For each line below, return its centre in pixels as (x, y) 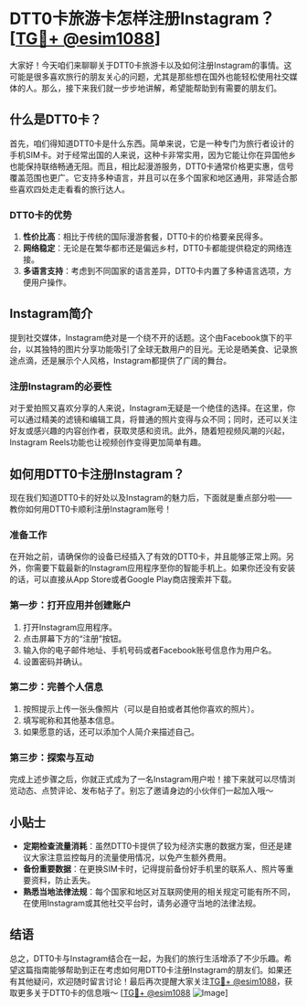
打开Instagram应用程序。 (69, 627)
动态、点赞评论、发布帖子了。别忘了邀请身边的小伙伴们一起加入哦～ (145, 790)
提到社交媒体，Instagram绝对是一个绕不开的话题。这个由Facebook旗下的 (147, 337)
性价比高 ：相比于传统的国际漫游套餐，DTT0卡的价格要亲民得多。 (145, 237)
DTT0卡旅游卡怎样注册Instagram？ (143, 19)
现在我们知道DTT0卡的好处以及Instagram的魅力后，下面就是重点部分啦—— (151, 497)
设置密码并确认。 (55, 661)
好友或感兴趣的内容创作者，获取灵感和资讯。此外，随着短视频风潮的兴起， (149, 431)
